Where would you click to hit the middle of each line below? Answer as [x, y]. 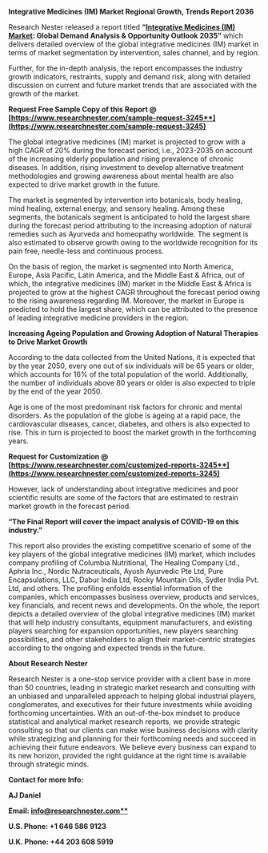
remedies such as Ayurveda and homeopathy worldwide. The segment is [128, 234]
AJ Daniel [25, 795]
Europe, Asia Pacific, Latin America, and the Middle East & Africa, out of [127, 275]
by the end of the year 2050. [55, 391]
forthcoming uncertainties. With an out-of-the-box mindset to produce [124, 713]
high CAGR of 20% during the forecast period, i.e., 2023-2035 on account [131, 150]
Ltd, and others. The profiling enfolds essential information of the [115, 588]
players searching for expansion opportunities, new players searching [123, 631]
